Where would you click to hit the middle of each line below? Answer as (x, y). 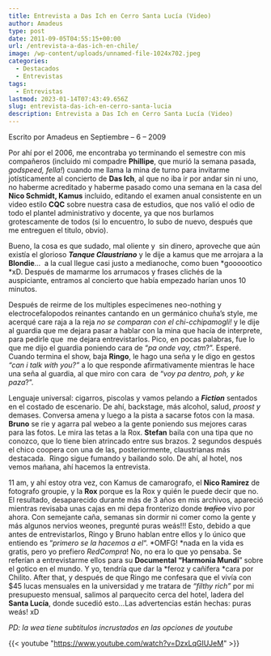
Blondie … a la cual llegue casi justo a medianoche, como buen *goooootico (135, 263)
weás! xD (24, 612)
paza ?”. (21, 382)
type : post (27, 31)
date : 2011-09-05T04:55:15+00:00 (65, 39)
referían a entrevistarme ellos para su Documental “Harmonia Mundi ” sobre (136, 560)
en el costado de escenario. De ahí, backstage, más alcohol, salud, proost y (135, 407)
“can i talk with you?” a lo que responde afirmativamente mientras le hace (131, 365)
